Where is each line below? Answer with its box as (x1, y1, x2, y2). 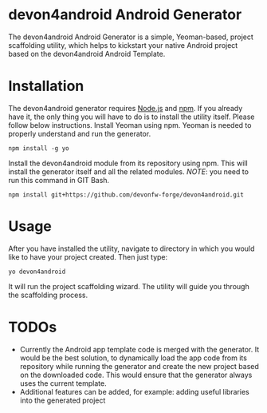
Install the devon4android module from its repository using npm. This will (8, 158, 249, 168)
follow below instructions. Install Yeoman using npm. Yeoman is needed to (8, 120, 252, 129)
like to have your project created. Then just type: (8, 252, 168, 261)
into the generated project (19, 395, 106, 405)
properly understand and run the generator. (8, 129, 151, 138)
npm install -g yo (8, 144, 69, 153)
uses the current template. (19, 378, 107, 388)
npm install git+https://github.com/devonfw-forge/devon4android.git (8, 190, 245, 199)
